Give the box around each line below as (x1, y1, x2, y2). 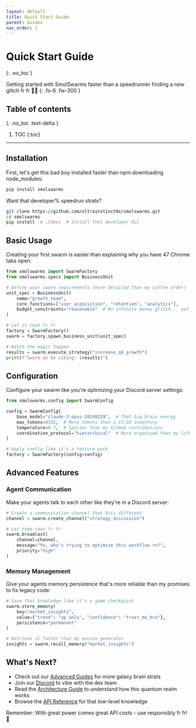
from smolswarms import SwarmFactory (6, 269, 98, 275)
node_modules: (6, 175, 43, 182)
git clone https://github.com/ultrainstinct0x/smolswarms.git (6, 209, 160, 214)
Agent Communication (6, 486, 72, 494)
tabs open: (6, 257, 32, 264)
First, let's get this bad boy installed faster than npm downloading (6, 169, 164, 176)
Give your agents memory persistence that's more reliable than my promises (6, 580, 190, 587)
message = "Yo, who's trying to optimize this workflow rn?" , (16, 542, 166, 548)
